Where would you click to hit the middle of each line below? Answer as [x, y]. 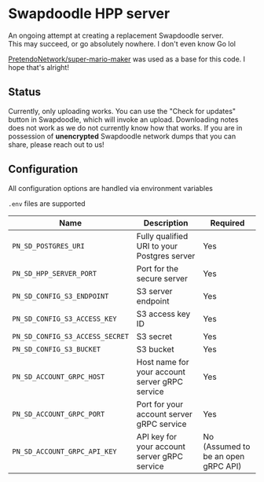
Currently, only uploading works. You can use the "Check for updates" [122, 111]
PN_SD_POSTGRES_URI [48, 246]
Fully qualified [162, 236]
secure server [162, 278]
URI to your [157, 246]
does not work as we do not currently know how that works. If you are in [125, 127]
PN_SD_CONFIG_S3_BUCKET [57, 349]
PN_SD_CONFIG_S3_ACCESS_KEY [64, 318]
